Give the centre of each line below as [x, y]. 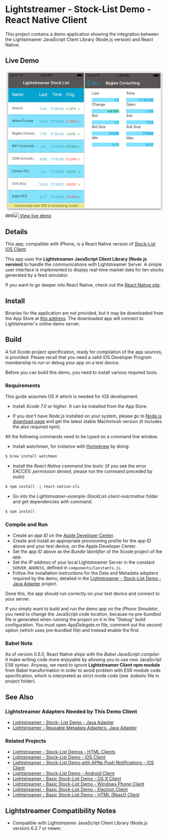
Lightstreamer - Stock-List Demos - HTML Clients [64, 752]
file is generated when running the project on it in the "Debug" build [75, 620]
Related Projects [26, 741]
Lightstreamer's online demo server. [43, 324]
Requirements [23, 385]
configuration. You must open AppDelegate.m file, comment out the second [83, 625]
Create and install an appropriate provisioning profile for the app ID [82, 541]
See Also [19, 697]
